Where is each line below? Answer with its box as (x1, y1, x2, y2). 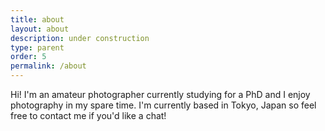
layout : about (10, 24, 70, 34)
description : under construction (10, 33, 150, 43)
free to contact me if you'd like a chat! (10, 110, 167, 121)
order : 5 (10, 52, 47, 62)
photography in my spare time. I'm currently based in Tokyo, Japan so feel (10, 99, 317, 111)
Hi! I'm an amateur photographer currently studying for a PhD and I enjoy (10, 89, 311, 100)
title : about (10, 14, 65, 25)
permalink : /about (10, 61, 87, 71)
